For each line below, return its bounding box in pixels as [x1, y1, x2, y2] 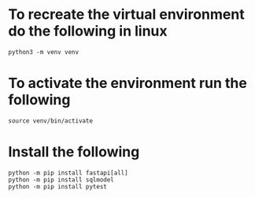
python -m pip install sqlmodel [8, 175, 114, 184]
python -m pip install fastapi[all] [8, 169, 128, 177]
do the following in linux [8, 22, 168, 40]
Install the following [8, 143, 140, 161]
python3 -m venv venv [8, 48, 79, 56]
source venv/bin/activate [8, 116, 93, 125]
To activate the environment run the [8, 75, 248, 92]
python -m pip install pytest [8, 182, 108, 190]
